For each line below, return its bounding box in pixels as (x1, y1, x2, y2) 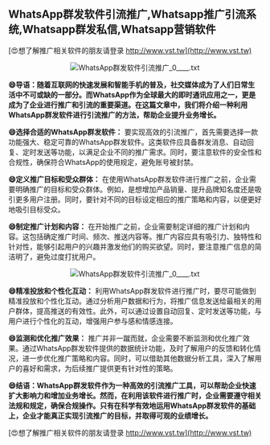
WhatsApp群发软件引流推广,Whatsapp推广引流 (8, 7, 247, 22)
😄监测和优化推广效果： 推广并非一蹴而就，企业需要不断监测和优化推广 (8, 333, 243, 343)
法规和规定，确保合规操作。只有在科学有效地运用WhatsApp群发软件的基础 (8, 401, 256, 410)
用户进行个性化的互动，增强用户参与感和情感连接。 (8, 316, 178, 326)
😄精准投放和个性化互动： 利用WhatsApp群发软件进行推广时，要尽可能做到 (8, 286, 257, 295)
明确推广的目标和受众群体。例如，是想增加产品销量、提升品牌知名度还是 (14, 184, 255, 194)
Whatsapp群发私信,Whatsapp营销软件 (22, 23, 217, 36)
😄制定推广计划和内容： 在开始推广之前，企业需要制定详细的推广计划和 (8, 221, 243, 231)
